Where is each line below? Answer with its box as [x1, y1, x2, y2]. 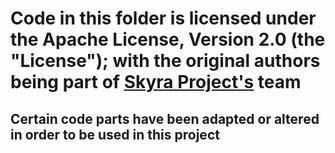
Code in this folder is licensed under [10, 7, 317, 30]
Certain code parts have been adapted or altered [10, 110, 320, 127]
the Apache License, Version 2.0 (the [10, 28, 326, 51]
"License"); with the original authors [10, 50, 321, 72]
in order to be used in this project [10, 126, 220, 143]
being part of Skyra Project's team [10, 71, 302, 94]
